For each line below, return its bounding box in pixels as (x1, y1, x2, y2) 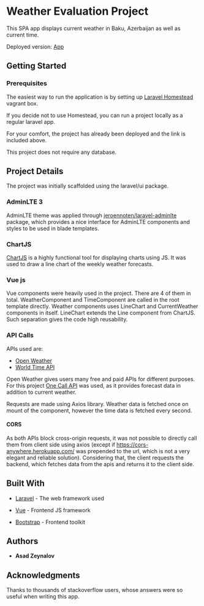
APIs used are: (6, 345, 43, 352)
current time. (6, 31, 39, 38)
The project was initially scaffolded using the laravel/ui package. (6, 182, 169, 190)
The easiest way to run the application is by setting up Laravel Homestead (6, 93, 194, 101)
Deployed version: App (6, 43, 64, 50)
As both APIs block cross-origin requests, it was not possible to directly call (6, 434, 197, 442)
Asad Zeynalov (15, 552, 55, 559)
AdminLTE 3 (6, 198, 43, 206)
